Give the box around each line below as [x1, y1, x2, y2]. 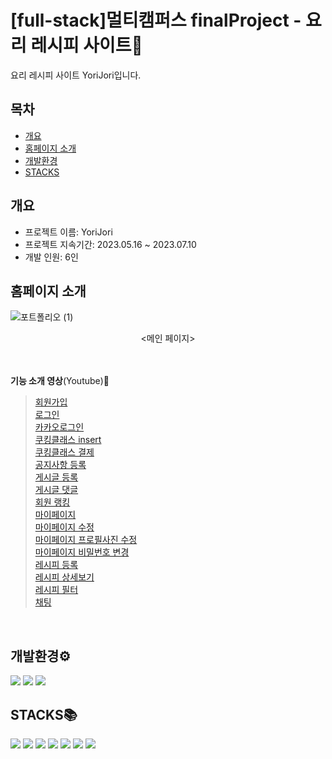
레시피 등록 [34, 559, 79, 571]
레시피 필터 [34, 584, 79, 596]
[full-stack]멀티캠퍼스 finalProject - [10, 9, 302, 32]
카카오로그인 [34, 421, 85, 433]
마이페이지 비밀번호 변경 [34, 546, 130, 558]
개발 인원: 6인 [24, 251, 79, 263]
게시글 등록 [34, 471, 79, 483]
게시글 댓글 [34, 484, 79, 496]
